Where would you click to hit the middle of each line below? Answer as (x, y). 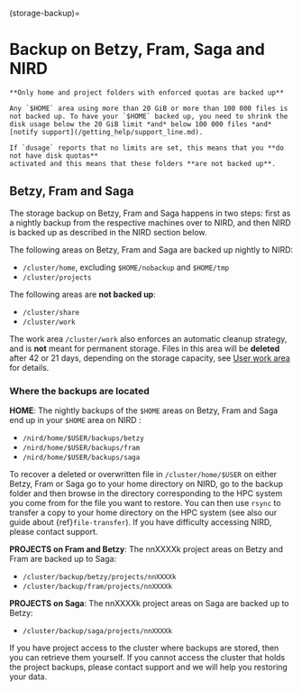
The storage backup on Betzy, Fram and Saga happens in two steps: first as (150, 213)
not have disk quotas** (54, 156)
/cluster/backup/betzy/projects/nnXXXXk (99, 577)
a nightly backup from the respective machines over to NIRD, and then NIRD (150, 222)
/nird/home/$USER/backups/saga (81, 458)
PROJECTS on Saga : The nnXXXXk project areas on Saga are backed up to (150, 603)
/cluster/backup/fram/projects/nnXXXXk (97, 587)
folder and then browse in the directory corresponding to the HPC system (146, 493)
